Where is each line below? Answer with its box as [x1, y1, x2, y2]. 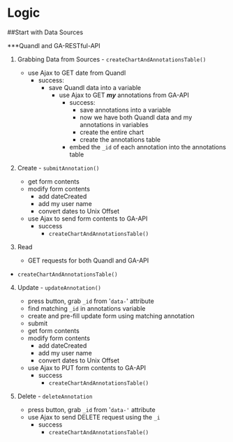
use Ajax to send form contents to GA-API [27, 214, 148, 223]
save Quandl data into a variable [48, 83, 142, 91]
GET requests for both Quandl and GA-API [27, 256, 149, 265]
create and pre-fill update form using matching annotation [27, 311, 195, 320]
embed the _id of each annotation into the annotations [69, 142, 227, 151]
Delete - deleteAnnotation [17, 392, 93, 400]
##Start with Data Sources [7, 28, 84, 36]
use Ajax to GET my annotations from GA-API [59, 91, 190, 99]
